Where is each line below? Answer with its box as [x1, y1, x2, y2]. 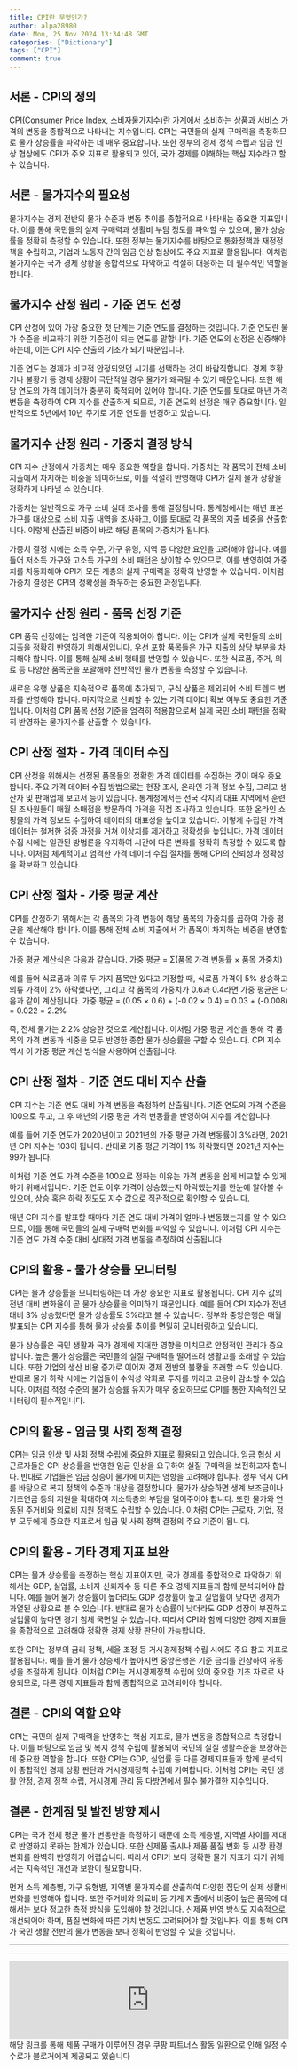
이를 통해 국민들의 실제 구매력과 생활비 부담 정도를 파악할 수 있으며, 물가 [20, 224, 269, 235]
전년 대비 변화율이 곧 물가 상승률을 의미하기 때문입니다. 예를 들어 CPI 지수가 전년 [9, 1298, 286, 1309]
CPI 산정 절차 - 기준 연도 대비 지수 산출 [9, 1074, 207, 1090]
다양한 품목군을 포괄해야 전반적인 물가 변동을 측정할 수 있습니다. [27, 664, 248, 675]
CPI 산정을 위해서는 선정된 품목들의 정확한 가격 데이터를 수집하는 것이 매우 [9, 770, 266, 780]
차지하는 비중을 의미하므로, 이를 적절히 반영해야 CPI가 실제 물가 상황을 [39, 473, 282, 483]
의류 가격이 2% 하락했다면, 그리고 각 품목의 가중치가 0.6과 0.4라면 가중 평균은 [9, 984, 279, 995]
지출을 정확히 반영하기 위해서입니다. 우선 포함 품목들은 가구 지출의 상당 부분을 [9, 642, 277, 653]
